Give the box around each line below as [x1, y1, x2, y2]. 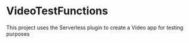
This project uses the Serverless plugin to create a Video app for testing [6, 24, 184, 31]
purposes [6, 30, 30, 37]
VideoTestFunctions [6, 4, 108, 18]
